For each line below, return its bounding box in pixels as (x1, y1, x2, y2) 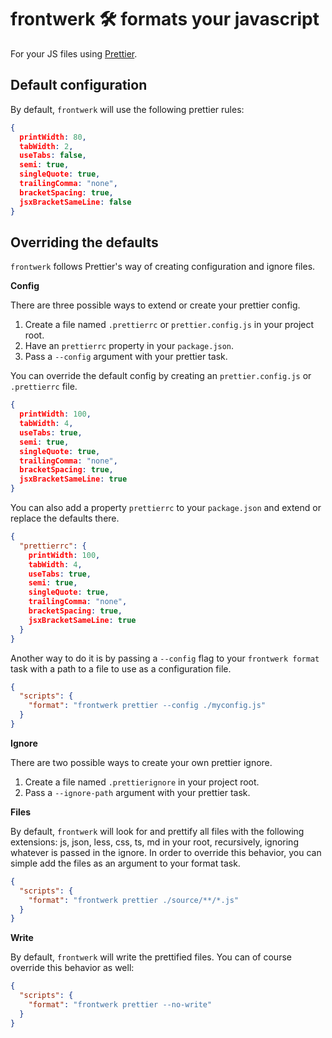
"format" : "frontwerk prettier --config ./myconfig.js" (28, 701, 267, 711)
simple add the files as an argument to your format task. (10, 857, 241, 869)
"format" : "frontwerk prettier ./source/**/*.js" (28, 895, 240, 905)
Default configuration (10, 77, 148, 94)
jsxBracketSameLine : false (19, 197, 132, 207)
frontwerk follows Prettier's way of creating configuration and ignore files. (10, 261, 316, 273)
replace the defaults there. (10, 512, 120, 525)
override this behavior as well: (10, 962, 135, 974)
